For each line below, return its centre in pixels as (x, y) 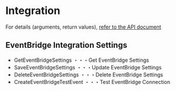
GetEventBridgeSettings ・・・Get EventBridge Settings (82, 60)
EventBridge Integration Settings (66, 45)
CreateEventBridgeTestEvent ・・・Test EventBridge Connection (92, 82)
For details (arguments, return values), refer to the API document (83, 27)
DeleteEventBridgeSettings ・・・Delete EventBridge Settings (88, 75)
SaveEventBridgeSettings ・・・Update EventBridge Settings (88, 67)
